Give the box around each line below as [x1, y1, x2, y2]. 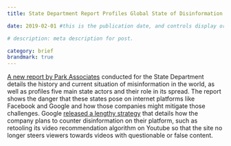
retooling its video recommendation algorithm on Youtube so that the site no [7, 124, 223, 132]
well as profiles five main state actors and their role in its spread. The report [7, 87, 221, 96]
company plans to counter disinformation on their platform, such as [7, 116, 198, 125]
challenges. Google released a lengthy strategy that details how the [7, 109, 198, 118]
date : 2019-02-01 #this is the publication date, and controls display [7, 22, 217, 30]
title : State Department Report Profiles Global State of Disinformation [7, 10, 223, 17]
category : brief [7, 48, 54, 54]
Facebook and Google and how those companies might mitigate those [7, 102, 206, 110]
